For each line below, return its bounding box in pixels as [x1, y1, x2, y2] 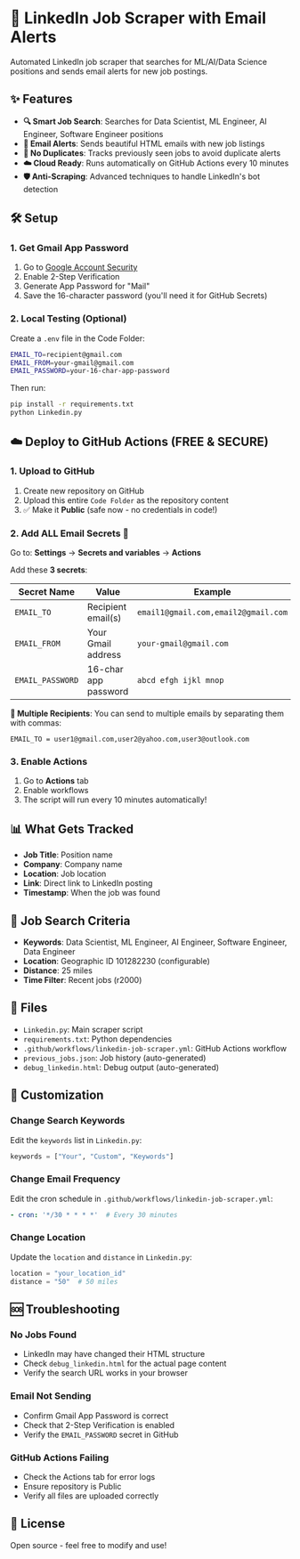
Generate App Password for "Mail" [22, 280, 150, 292]
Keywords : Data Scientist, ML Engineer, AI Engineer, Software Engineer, [22, 937, 288, 947]
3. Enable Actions [10, 756, 88, 768]
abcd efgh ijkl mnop [137, 676, 224, 686]
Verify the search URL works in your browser [22, 1368, 188, 1378]
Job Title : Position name [22, 849, 114, 860]
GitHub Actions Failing [10, 1451, 109, 1464]
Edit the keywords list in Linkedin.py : [10, 1134, 142, 1145]
